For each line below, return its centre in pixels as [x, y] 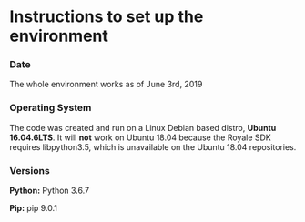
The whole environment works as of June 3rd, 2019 [106, 85]
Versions [30, 170]
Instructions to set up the [107, 17]
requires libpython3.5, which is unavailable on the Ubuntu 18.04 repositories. [153, 146]
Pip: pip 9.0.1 [33, 208]
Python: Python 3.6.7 [49, 191]
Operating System [51, 108]
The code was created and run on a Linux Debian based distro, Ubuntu [143, 127]
